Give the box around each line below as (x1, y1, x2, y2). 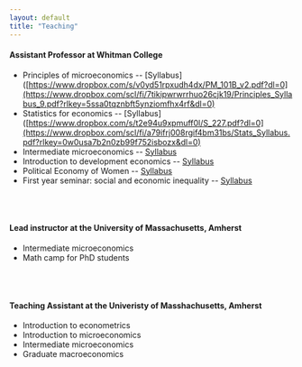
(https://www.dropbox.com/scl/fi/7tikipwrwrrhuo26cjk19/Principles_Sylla (22, 88, 293, 99)
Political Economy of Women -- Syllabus (22, 165, 173, 176)
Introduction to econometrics (22, 320, 131, 331)
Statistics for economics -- (22, 107, 123, 118)
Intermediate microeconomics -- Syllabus (22, 146, 178, 157)
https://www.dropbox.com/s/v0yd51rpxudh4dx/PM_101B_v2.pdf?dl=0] (28, 78, 288, 90)
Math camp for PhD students (22, 252, 130, 262)
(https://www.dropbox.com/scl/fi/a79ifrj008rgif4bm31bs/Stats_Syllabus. (22, 127, 291, 138)
